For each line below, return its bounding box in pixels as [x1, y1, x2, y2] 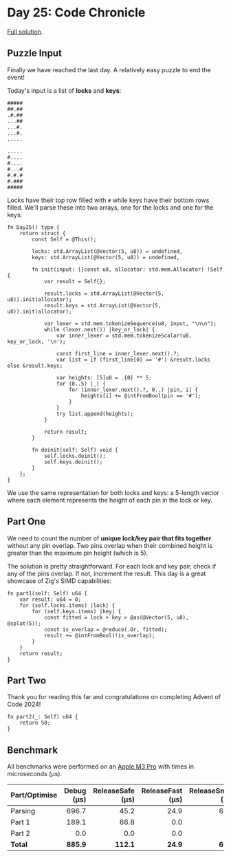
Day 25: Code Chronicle [7, 5, 146, 21]
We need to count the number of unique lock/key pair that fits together [7, 534, 212, 542]
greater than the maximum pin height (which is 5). [7, 549, 148, 557]
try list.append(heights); [56, 410, 134, 417]
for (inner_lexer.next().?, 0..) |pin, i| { [68, 386, 198, 393]
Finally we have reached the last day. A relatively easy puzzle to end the [7, 65, 212, 74]
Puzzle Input [7, 47, 62, 59]
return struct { [19, 230, 67, 236]
